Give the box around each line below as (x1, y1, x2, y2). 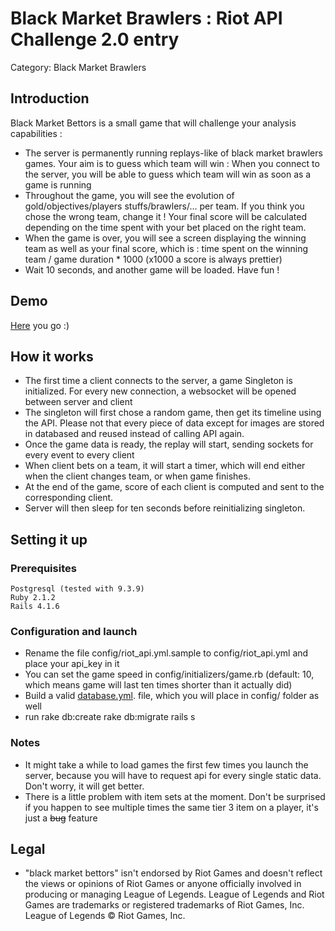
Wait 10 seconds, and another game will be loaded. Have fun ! (24, 263, 280, 276)
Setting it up (10, 531, 88, 548)
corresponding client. (24, 492, 114, 504)
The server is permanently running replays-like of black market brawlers (24, 147, 323, 159)
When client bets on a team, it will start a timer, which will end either (24, 460, 306, 472)
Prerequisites (10, 561, 77, 575)
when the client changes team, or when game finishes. (24, 470, 251, 482)
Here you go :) (10, 319, 70, 331)
